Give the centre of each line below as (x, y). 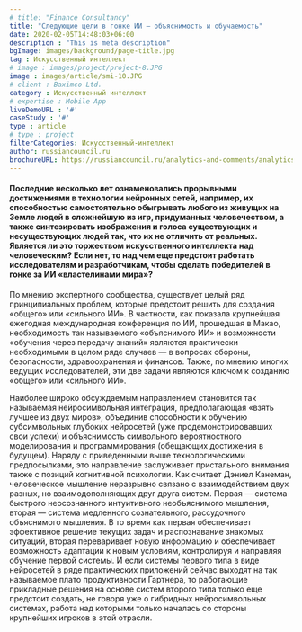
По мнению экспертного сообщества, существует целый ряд (127, 294)
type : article (38, 127)
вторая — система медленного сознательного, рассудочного (128, 512)
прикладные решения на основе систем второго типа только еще (136, 589)
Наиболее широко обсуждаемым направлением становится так (133, 397)
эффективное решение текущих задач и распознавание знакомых (137, 531)
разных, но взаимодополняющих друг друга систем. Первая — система (148, 493)
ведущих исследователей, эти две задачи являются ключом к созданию (150, 370)
